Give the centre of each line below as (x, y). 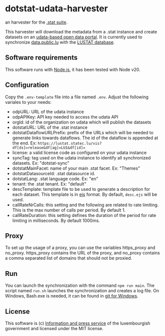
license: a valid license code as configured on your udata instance (79, 153)
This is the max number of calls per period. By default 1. (69, 210)
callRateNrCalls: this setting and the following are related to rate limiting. (85, 205)
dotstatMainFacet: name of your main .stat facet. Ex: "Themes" (76, 168)
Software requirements (41, 58)
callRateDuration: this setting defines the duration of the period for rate (84, 215)
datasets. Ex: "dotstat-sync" (41, 163)
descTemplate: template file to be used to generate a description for (81, 189)
